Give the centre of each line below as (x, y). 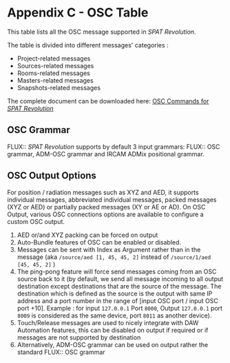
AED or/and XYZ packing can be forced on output (87, 235)
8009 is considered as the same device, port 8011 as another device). (114, 315)
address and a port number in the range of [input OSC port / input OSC (117, 300)
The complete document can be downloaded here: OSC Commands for (108, 101)
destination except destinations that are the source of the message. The (119, 286)
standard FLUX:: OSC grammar (61, 352)
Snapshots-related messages (59, 87)
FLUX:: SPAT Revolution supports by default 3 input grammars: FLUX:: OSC (114, 147)
